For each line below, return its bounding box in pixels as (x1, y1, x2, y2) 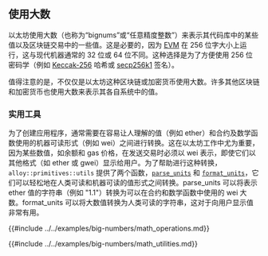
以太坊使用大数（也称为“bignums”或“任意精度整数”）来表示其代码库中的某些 (8, 30, 259, 40)
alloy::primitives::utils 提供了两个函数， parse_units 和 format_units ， (8, 168, 253, 177)
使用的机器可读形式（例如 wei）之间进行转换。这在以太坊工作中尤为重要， (14, 138, 259, 148)
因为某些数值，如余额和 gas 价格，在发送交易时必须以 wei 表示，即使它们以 (8, 148, 257, 157)
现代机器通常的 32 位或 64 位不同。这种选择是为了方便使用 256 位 (35, 50, 254, 60)
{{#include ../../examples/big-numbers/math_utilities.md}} (8, 239, 198, 249)
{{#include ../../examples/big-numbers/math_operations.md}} (8, 223, 210, 233)
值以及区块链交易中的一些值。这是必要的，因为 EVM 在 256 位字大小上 (8, 40, 241, 49)
